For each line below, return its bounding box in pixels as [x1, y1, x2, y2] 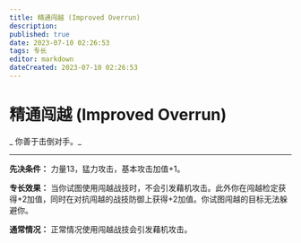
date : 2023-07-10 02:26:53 [9, 38, 110, 48]
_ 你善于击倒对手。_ [9, 135, 82, 146]
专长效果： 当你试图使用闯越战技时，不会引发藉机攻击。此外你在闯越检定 [9, 182, 279, 193]
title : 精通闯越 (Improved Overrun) [9, 13, 141, 22]
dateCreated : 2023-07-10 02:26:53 [9, 64, 139, 73]
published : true [9, 30, 70, 39]
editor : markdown [9, 55, 74, 64]
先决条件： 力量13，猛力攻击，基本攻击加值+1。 [9, 163, 185, 174]
